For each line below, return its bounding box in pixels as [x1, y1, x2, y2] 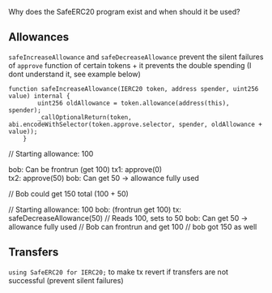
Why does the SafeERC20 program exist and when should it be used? [8, 7, 240, 16]
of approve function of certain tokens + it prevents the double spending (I [8, 60, 252, 70]
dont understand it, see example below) [8, 69, 142, 79]
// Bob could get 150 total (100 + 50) [8, 188, 130, 198]
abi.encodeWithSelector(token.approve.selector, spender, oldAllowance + [8, 120, 263, 128]
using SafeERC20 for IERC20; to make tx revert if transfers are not [8, 267, 229, 277]
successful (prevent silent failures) [8, 275, 124, 285]
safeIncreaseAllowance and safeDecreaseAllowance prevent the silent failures [8, 52, 264, 62]
